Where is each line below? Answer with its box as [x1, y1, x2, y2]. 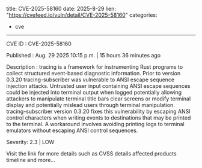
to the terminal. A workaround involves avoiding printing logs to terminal [6, 121, 185, 127]
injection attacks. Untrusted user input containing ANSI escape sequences [6, 83, 191, 89]
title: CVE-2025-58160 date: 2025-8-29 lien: [6, 5, 116, 12]
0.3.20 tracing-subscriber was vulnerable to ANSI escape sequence [6, 76, 175, 83]
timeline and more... [6, 157, 56, 163]
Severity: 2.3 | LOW [6, 139, 55, 145]
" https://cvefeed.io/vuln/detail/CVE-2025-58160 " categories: [6, 11, 158, 19]
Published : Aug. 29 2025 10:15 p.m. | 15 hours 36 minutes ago [6, 52, 161, 59]
